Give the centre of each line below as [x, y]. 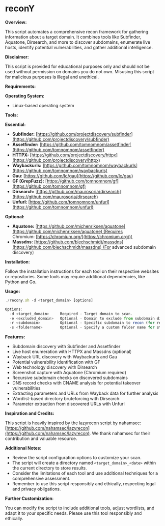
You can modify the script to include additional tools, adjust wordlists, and [80, 508]
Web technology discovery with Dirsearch [55, 367]
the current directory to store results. [50, 468]
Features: [15, 337]
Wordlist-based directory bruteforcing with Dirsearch [66, 399]
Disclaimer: [17, 57]
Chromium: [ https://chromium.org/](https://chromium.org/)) [72, 236]
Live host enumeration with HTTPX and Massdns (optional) [72, 351]
